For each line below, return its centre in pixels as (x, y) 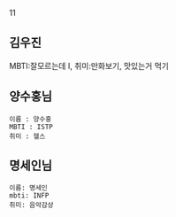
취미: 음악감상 (31, 205)
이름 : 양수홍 (31, 119)
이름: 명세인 (29, 188)
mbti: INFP (29, 196)
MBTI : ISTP (31, 127)
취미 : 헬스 (27, 136)
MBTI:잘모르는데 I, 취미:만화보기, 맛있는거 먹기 (89, 66)
